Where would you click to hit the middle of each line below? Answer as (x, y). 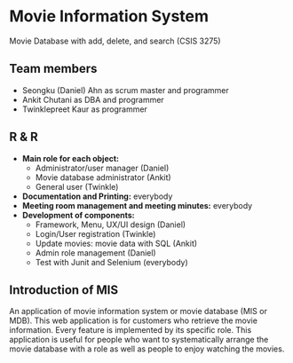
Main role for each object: (71, 158)
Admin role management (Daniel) (96, 253)
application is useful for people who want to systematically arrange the (139, 340)
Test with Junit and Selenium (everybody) (111, 262)
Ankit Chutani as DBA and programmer (93, 99)
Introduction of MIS (63, 290)
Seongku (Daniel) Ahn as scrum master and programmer (125, 90)
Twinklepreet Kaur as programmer (85, 109)
